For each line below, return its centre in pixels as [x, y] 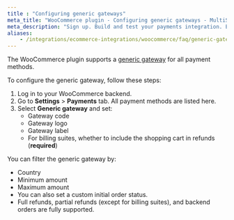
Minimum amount [42, 180]
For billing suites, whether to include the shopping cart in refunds [121, 138]
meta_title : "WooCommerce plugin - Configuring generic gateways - [107, 20]
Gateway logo [47, 123]
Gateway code [48, 116]
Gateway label [48, 131]
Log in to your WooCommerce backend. [75, 94]
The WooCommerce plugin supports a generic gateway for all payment [109, 59]
